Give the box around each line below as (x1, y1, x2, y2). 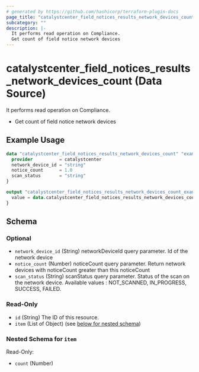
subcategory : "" (6, 20, 46, 25)
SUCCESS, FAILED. (14, 286, 62, 293)
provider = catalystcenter (11, 156, 102, 162)
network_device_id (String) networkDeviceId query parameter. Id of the (14, 248, 188, 255)
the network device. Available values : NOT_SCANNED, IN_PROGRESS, (14, 279, 187, 286)
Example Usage (6, 135, 65, 145)
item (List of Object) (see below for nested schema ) (14, 320, 141, 327)
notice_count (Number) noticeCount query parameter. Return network (14, 260, 186, 267)
